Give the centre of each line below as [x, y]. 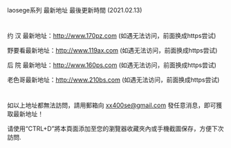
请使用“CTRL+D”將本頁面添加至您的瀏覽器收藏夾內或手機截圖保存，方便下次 [115, 129]
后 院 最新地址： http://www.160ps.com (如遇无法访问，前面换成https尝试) [112, 65]
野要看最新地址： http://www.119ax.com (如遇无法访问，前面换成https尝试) [112, 50]
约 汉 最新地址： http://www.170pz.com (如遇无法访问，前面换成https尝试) [112, 36]
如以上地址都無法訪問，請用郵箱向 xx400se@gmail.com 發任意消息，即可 [112, 105]
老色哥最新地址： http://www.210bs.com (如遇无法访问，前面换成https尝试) [113, 80]
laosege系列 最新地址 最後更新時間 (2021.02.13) [75, 10]
